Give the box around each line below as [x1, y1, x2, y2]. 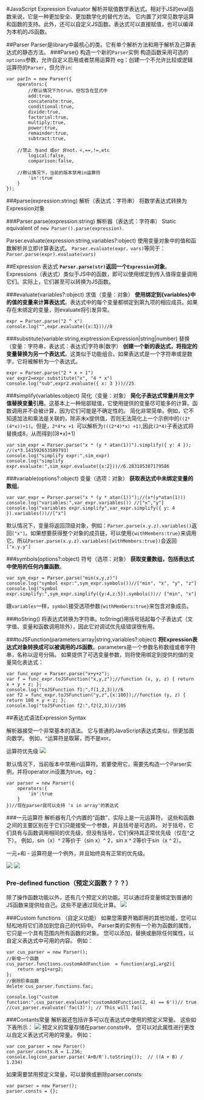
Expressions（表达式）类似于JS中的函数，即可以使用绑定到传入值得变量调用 [6, 270, 198, 278]
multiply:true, [28, 120, 67, 126]
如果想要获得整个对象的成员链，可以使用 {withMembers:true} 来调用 [30, 529, 197, 537]
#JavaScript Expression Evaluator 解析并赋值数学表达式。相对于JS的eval [6, 5, 189, 12]
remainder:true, [28, 130, 69, 136]
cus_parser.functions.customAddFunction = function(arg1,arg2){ [6, 961, 175, 968]
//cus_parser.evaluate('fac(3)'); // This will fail [6, 1005, 143, 1011]
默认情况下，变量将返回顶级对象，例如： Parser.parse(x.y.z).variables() [6, 522, 192, 529]
